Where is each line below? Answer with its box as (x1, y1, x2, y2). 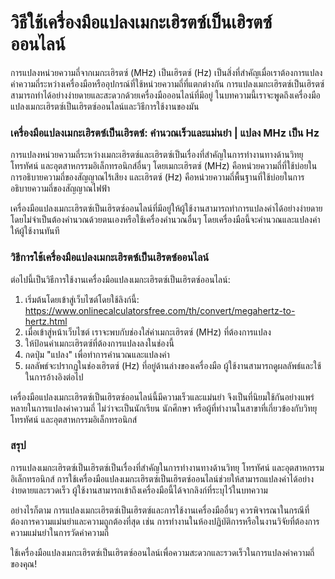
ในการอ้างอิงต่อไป (24, 371, 84, 383)
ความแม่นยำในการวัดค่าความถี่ (10, 526, 110, 538)
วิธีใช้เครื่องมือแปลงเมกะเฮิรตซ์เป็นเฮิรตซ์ (10, 11, 273, 34)
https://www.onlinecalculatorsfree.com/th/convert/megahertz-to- (24, 304, 296, 316)
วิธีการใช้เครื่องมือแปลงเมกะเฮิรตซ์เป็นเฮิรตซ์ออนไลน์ (10, 251, 210, 265)
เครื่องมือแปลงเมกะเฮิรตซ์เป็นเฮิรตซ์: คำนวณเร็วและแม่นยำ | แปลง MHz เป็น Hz (10, 126, 320, 140)
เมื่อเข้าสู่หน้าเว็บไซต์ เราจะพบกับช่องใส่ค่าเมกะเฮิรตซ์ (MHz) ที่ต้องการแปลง (24, 326, 272, 338)
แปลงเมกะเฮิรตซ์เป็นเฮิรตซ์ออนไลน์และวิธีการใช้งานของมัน (10, 100, 200, 112)
